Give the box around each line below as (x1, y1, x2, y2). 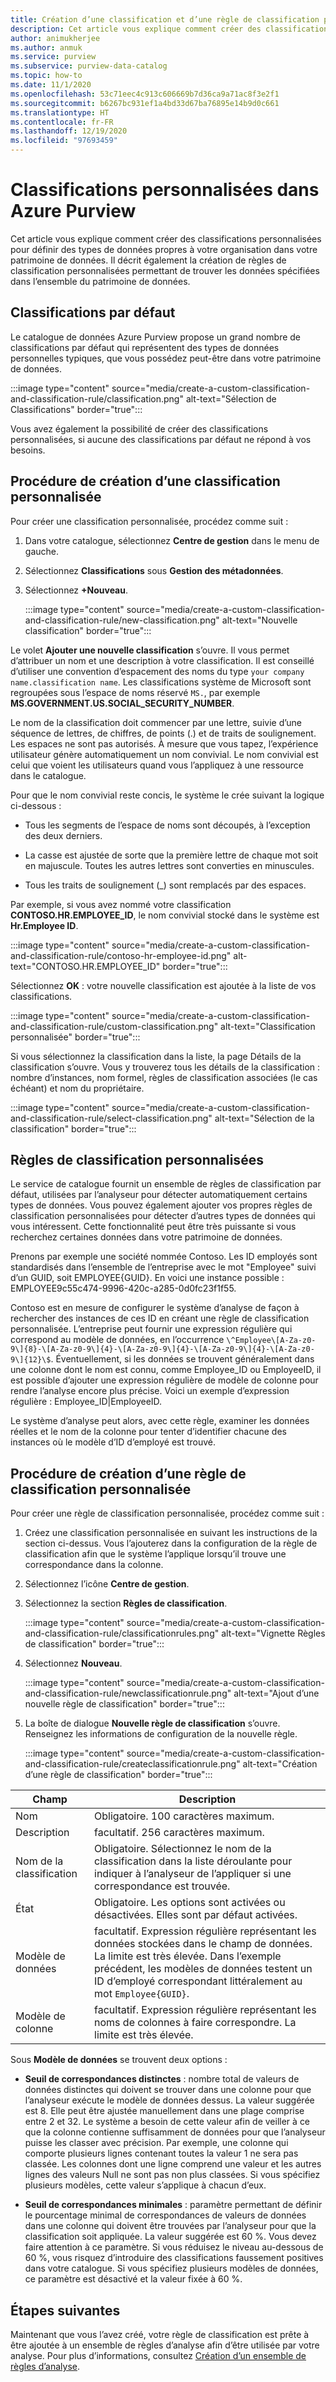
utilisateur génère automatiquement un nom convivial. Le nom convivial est (10, 748, 319, 760)
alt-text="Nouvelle (221, 614, 298, 626)
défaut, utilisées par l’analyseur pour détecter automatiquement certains (10, 1189, 308, 1201)
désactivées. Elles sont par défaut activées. (94, 1908, 298, 1922)
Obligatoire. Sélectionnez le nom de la (94, 1842, 272, 1856)
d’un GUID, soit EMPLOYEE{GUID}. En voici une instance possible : (10, 1272, 285, 1284)
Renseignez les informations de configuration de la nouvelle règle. (24, 1728, 298, 1740)
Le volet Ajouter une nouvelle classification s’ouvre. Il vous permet (10, 644, 290, 656)
